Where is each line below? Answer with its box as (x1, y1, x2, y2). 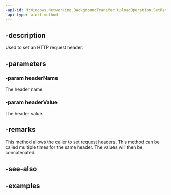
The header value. (5, 110, 44, 117)
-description (5, 31, 46, 40)
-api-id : (5, 7, 24, 13)
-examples (5, 181, 40, 190)
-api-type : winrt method (5, 12, 58, 17)
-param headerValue (5, 99, 58, 106)
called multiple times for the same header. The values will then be (5, 144, 143, 150)
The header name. (5, 86, 44, 92)
